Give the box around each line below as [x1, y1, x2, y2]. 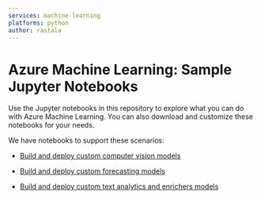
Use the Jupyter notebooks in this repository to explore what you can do [8, 104, 244, 113]
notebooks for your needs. [8, 121, 95, 130]
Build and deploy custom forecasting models [19, 166, 166, 176]
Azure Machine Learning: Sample [8, 60, 232, 78]
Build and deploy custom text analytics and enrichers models [19, 182, 219, 191]
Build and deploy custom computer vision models [19, 151, 181, 161]
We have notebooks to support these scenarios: [8, 136, 165, 145]
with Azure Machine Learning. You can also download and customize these [8, 112, 254, 121]
